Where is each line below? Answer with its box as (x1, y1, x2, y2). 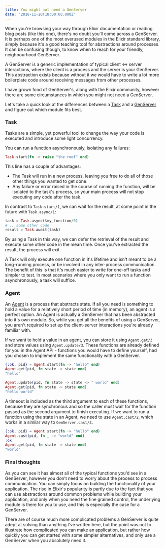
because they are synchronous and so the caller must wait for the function (5, 403, 157, 409)
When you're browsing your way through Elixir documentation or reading (5, 25, 153, 31)
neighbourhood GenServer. (5, 51, 61, 57)
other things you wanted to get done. (12, 178, 88, 184)
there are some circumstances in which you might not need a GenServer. (5, 92, 153, 98)
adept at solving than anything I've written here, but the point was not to (5, 521, 152, 527)
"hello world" (5, 389, 34, 394)
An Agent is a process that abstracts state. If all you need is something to (5, 301, 154, 307)
